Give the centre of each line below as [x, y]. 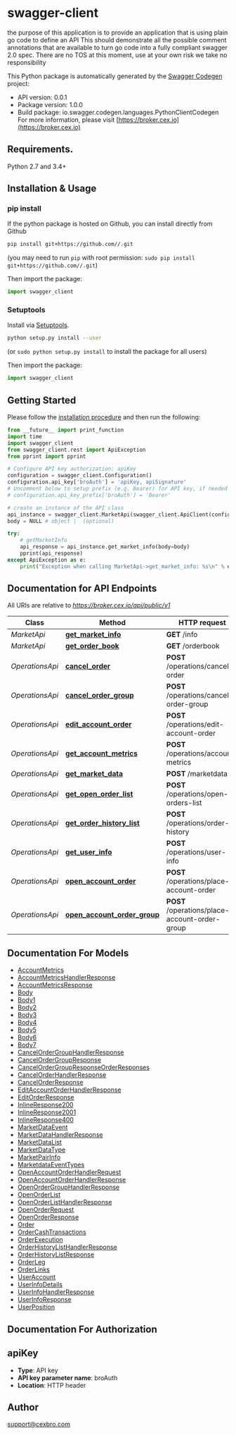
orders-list [184, 803]
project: [19, 83]
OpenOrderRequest [46, 1209]
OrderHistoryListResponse [56, 1255]
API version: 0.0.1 [42, 97]
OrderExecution [40, 1240]
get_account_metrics [102, 753]
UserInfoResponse [44, 1300]
